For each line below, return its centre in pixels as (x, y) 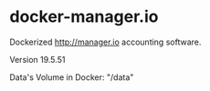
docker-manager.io (84, 17)
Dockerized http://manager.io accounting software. (105, 42)
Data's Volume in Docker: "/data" (72, 77)
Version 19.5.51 (37, 59)
